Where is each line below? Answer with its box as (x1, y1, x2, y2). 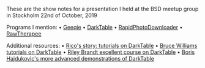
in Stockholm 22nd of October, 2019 (6, 12, 98, 19)
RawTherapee (6, 30, 42, 37)
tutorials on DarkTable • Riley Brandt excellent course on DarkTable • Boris (6, 48, 195, 56)
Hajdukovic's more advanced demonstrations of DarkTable (6, 55, 155, 62)
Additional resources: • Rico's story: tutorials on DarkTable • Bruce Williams (6, 42, 198, 49)
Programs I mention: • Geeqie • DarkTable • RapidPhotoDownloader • (6, 24, 183, 31)
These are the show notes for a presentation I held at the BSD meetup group (6, 6, 199, 12)
